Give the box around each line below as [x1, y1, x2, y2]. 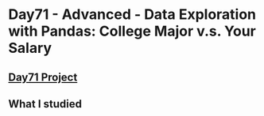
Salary [8, 39, 52, 57]
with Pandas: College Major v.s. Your [8, 22, 256, 40]
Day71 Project [8, 70, 78, 84]
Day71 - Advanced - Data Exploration [8, 6, 257, 24]
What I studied [8, 97, 82, 110]
